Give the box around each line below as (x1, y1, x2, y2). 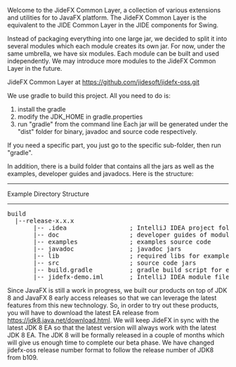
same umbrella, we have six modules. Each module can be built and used (7, 49, 220, 58)
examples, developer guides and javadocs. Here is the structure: (7, 170, 195, 178)
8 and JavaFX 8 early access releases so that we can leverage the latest (7, 294, 217, 302)
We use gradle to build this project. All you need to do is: (7, 91, 171, 100)
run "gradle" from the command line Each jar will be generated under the (17, 120, 228, 128)
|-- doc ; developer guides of (33, 231, 208, 239)
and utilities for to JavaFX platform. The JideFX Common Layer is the (7, 13, 207, 22)
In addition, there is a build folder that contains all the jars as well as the (7, 162, 214, 171)
